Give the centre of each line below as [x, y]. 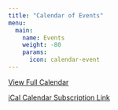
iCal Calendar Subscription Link [59, 97]
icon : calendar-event [65, 60]
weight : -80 [42, 45]
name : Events [44, 38]
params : [35, 52]
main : [24, 30]
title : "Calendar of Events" [56, 15]
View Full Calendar [39, 82]
